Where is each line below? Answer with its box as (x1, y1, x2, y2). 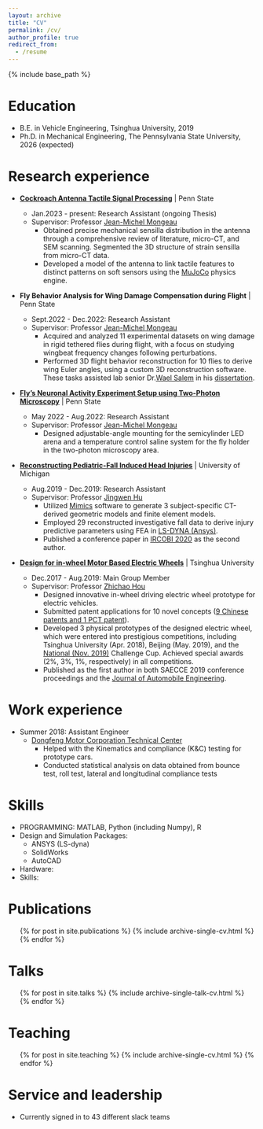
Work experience (8, 701, 123, 719)
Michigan (19, 469, 50, 478)
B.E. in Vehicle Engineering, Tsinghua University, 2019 (19, 123, 194, 132)
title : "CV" (8, 19, 47, 27)
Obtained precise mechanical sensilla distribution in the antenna (42, 225, 250, 234)
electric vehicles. (42, 598, 98, 607)
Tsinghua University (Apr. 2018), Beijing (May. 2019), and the (42, 640, 239, 649)
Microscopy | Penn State (19, 397, 101, 406)
